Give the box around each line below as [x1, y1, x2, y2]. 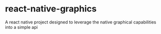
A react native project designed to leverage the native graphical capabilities [5, 19, 157, 25]
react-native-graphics [5, 3, 97, 14]
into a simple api [5, 24, 38, 30]
